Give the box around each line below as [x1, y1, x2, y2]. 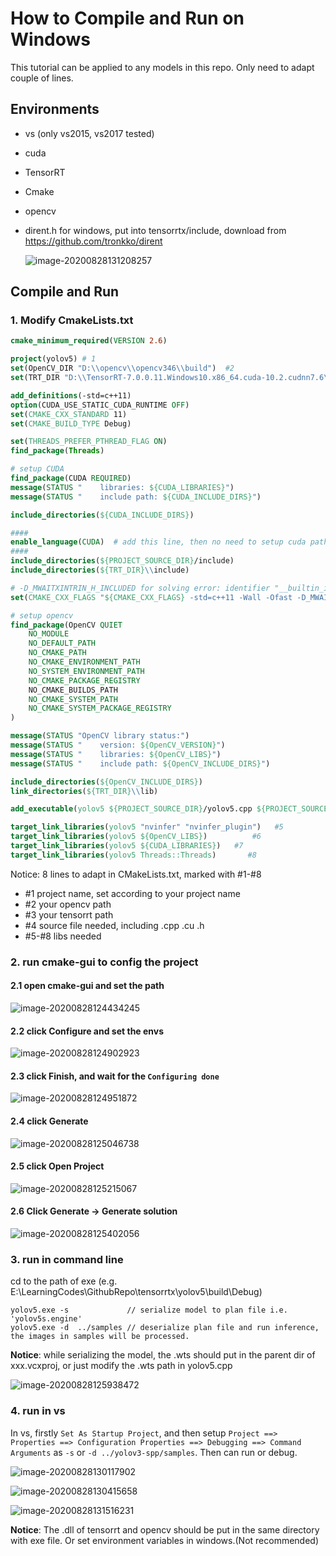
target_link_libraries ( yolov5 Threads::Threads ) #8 [10, 850, 257, 860]
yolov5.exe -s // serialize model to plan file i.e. [10, 1305, 288, 1316]
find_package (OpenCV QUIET [10, 620, 123, 630]
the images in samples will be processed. [10, 1332, 190, 1342]
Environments [10, 101, 100, 118]
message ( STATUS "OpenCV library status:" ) [10, 731, 190, 741]
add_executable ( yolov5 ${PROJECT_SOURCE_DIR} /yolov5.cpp [10, 804, 253, 814]
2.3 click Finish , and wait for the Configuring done [10, 1070, 220, 1082]
